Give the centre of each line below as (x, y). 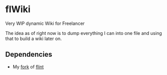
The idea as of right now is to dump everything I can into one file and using (84, 33)
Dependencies (29, 54)
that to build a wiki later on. (34, 39)
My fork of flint (28, 66)
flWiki (18, 9)
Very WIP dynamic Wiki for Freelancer (45, 23)
